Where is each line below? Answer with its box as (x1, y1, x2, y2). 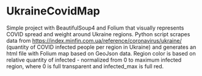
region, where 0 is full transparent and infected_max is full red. (6, 62, 164, 70)
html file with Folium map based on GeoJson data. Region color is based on (6, 49, 197, 57)
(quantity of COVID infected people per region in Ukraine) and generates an (6, 43, 197, 51)
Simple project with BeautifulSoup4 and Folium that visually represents (6, 24, 184, 31)
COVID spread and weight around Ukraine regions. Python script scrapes (6, 30, 190, 37)
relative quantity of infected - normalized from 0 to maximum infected (6, 56, 182, 63)
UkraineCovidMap (6, 4, 101, 18)
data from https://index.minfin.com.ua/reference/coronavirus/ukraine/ (6, 37, 182, 44)
